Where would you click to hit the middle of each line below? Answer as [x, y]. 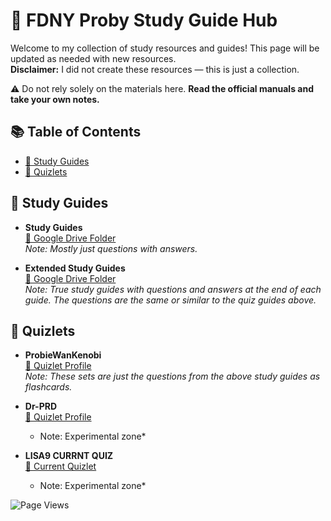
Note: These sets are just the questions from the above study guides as [172, 376]
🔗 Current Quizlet [60, 466]
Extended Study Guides [75, 268]
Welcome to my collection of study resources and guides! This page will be [165, 48]
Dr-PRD [41, 406]
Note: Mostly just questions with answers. [111, 248]
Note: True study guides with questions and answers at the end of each [173, 289]
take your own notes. [55, 99]
